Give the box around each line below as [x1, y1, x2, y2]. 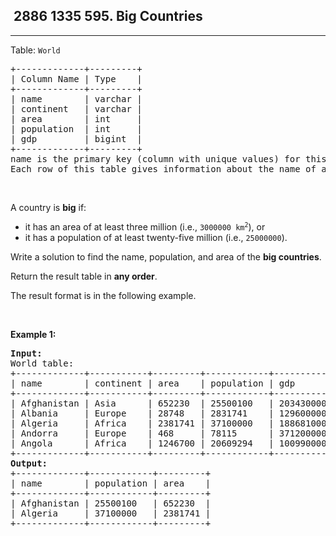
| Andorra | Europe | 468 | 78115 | [10, 427, 275, 439]
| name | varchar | [10, 93, 143, 104]
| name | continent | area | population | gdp [10, 377, 296, 389]
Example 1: [10, 328, 57, 340]
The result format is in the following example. [10, 289, 197, 301]
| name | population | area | [10, 477, 212, 489]
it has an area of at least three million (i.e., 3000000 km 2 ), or [24, 220, 266, 233]
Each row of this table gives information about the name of [10, 163, 317, 174]
